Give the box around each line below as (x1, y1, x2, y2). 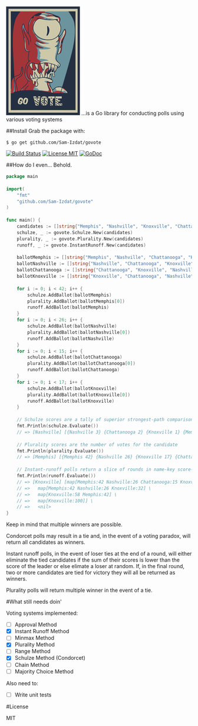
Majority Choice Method (14, 667, 74, 675)
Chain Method (14, 661, 49, 668)
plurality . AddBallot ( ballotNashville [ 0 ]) (27, 329, 131, 335)
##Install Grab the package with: (6, 128, 85, 134)
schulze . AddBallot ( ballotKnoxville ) (27, 385, 117, 391)
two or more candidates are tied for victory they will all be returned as (6, 569, 176, 576)
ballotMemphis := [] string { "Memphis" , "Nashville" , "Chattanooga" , (16, 255, 186, 261)
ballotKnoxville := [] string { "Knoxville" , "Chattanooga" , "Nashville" (16, 273, 194, 279)
